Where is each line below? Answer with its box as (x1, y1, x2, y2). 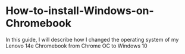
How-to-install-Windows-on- (5, 4, 154, 18)
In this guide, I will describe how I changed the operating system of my (5, 36, 179, 43)
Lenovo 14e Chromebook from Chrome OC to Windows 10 (5, 42, 148, 49)
